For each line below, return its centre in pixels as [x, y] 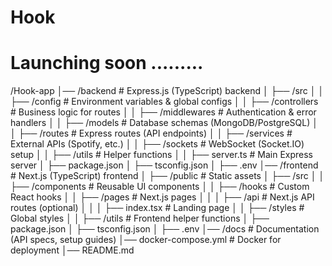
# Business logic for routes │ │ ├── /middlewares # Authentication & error [163, 112]
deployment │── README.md [72, 250]
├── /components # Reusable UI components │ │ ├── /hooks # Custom [160, 187]
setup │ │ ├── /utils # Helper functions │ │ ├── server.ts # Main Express [161, 155]
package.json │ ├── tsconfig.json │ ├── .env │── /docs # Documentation [165, 229]
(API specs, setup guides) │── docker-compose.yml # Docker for [146, 240]
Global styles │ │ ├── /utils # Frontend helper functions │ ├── [140, 218]
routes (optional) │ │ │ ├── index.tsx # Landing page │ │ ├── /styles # [157, 208]
